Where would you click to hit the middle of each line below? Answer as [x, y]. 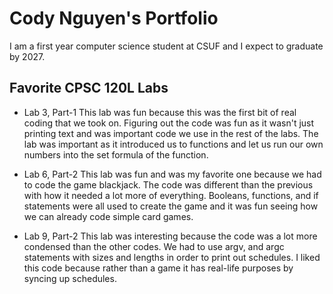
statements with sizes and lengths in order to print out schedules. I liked [172, 257]
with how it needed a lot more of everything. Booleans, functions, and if [171, 195]
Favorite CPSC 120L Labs [89, 88]
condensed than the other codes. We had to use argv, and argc [154, 246]
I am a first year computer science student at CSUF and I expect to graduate [166, 46]
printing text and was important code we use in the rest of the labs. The [171, 133]
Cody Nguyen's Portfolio [114, 18]
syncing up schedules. [70, 278]
